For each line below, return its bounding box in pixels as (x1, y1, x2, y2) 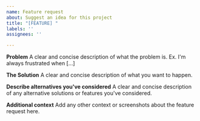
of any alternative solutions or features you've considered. (6, 90, 153, 97)
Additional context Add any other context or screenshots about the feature (6, 101, 195, 109)
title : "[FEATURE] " (6, 20, 59, 26)
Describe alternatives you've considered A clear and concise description (6, 83, 192, 91)
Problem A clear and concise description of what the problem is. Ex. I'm (6, 53, 186, 60)
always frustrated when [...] (6, 60, 75, 67)
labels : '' (6, 25, 34, 32)
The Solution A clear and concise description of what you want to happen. (6, 71, 193, 79)
